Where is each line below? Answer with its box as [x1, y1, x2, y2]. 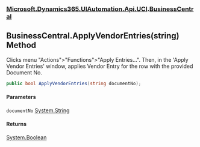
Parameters [6, 94, 36, 101]
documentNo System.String [6, 107, 70, 114]
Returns [6, 121, 27, 128]
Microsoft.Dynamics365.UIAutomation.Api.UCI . [6, 5, 149, 13]
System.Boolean [6, 134, 47, 141]
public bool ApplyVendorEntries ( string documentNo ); [6, 80, 142, 86]
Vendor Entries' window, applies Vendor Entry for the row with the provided [6, 62, 193, 70]
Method [6, 40, 37, 50]
